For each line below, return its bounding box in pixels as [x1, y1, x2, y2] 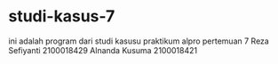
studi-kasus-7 [8, 6, 115, 27]
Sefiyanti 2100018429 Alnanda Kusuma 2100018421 [8, 44, 197, 55]
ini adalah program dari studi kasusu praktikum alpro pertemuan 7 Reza [8, 36, 270, 46]
